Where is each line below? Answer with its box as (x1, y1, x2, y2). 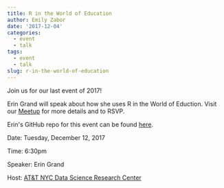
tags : (7, 49, 23, 56)
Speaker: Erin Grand (7, 160, 65, 168)
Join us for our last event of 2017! (7, 86, 102, 95)
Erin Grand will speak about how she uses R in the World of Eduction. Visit (7, 99, 217, 108)
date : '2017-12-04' (7, 23, 63, 30)
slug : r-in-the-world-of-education (7, 67, 109, 74)
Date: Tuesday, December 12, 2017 (7, 133, 105, 141)
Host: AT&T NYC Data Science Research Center (7, 173, 142, 182)
